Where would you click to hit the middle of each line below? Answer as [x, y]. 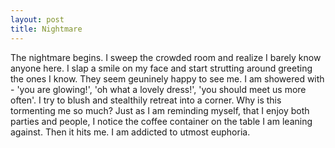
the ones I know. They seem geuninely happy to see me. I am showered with [167, 78]
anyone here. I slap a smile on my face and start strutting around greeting [161, 68]
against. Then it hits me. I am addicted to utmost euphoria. [130, 132]
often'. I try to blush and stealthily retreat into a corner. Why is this [146, 100]
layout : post [37, 19]
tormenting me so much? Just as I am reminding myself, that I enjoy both [160, 110]
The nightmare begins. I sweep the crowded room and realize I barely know [166, 57]
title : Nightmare [46, 29]
